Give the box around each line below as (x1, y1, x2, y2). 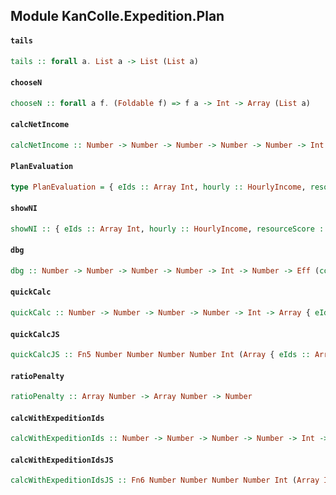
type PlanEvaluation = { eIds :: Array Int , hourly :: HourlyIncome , (10, 182, 307, 192)
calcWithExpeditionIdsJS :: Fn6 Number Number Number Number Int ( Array (10, 475, 320, 486)
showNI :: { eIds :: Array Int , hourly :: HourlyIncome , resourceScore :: (10, 224, 329, 234)
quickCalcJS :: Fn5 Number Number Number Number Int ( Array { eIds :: (10, 350, 311, 360)
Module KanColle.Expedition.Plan (10, 8, 225, 25)
